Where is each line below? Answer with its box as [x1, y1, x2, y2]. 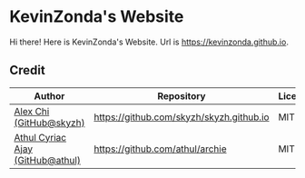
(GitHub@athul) [14, 153, 82, 166]
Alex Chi [14, 104, 50, 117]
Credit [9, 63, 45, 78]
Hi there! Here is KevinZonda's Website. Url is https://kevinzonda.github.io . [9, 36, 289, 47]
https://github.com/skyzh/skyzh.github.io [93, 111, 270, 124]
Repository [157, 89, 206, 102]
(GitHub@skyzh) [14, 116, 85, 129]
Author [34, 89, 65, 102]
